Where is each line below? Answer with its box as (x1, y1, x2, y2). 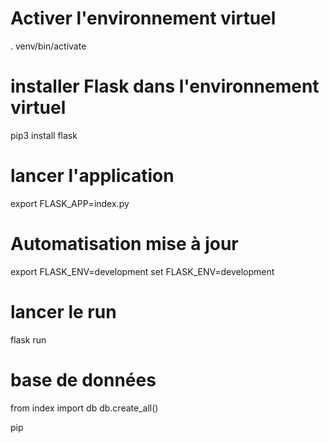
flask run (10, 333, 47, 346)
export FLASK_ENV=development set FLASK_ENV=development (10, 265, 275, 277)
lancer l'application (10, 165, 175, 187)
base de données (10, 368, 157, 391)
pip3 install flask (10, 129, 78, 141)
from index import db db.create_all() (10, 402, 159, 414)
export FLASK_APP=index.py (10, 197, 130, 209)
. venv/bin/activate (10, 40, 87, 52)
